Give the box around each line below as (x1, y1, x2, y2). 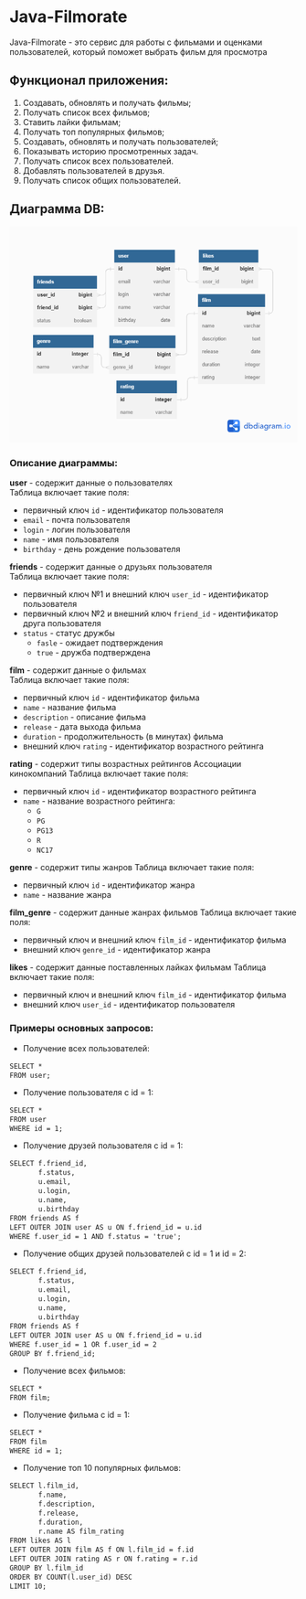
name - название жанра (22, 890, 112, 901)
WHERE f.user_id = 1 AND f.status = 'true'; (9, 1231, 182, 1241)
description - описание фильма (22, 711, 146, 723)
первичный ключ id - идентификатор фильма (22, 692, 200, 703)
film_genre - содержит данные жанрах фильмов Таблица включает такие (9, 907, 297, 918)
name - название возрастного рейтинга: (22, 795, 175, 806)
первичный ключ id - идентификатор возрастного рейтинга (22, 786, 257, 797)
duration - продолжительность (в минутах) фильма (22, 731, 224, 742)
